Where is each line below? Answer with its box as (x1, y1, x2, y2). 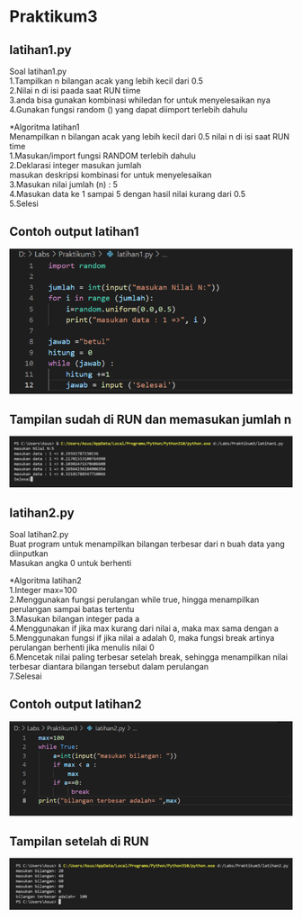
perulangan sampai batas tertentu (9, 603, 135, 614)
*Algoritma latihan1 (9, 122, 80, 132)
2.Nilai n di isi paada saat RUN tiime (9, 86, 141, 95)
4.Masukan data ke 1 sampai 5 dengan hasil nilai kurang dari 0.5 (9, 189, 245, 199)
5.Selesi (9, 198, 39, 209)
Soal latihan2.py (9, 528, 69, 539)
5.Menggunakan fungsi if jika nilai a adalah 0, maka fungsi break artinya (9, 632, 275, 643)
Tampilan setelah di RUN (9, 833, 149, 849)
